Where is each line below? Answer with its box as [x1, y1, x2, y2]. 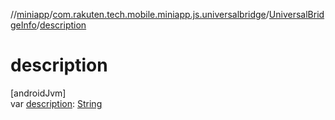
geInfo [10, 19, 37, 31]
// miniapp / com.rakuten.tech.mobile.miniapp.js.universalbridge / [10, 9, 270, 20]
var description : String [10, 97, 103, 109]
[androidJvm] [10, 87, 67, 99]
